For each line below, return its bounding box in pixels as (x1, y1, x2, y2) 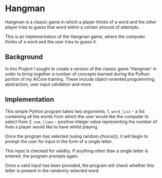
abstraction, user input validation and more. (5, 81, 92, 87)
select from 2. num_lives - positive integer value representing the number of (5, 119, 157, 125)
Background (5, 53, 43, 61)
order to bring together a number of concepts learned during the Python (5, 71, 150, 77)
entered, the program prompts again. (5, 153, 79, 159)
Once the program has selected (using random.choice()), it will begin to (5, 133, 148, 139)
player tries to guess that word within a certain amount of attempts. (5, 24, 140, 30)
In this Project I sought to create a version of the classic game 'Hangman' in (5, 66, 157, 71)
